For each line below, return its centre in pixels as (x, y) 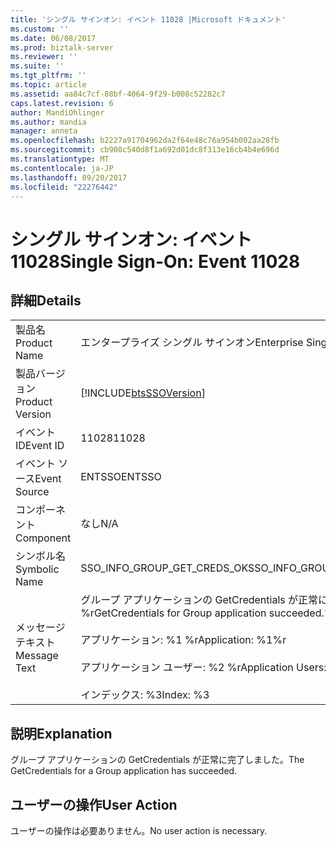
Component (43, 538)
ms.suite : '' (37, 66)
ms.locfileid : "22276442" (64, 187)
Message (37, 656)
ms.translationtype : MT (60, 159)
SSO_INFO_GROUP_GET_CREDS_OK (164, 568)
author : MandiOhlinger (57, 112)
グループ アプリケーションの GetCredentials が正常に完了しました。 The (157, 760)
